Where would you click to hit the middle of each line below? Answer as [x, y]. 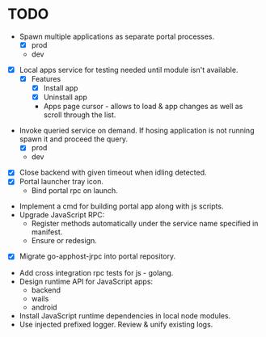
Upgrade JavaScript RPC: [62, 215]
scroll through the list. [80, 115]
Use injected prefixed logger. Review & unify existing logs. [116, 324]
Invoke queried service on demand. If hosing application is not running [137, 131]
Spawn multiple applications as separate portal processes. [117, 36]
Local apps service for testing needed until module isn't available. [129, 70]
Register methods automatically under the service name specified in [145, 224]
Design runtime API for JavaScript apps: [86, 281]
